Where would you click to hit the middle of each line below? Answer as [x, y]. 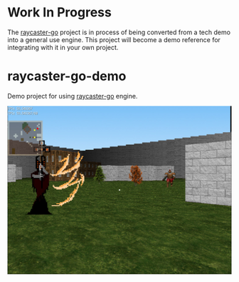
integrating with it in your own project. [63, 47]
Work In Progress [59, 12]
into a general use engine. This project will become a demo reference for [114, 39]
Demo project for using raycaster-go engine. [73, 96]
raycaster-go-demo [67, 76]
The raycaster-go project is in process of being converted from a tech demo [119, 32]
